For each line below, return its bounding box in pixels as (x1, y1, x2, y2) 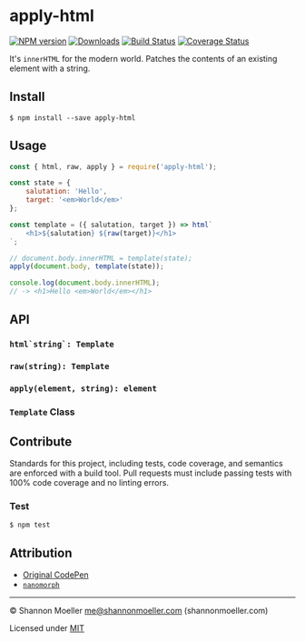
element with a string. (9, 63, 91, 74)
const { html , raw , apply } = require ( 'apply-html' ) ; (9, 162, 218, 171)
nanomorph (22, 581, 61, 590)
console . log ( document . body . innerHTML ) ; (9, 278, 161, 287)
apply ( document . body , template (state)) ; (9, 262, 165, 271)
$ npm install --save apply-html (9, 113, 136, 123)
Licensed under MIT (9, 623, 84, 634)
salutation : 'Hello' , (25, 187, 107, 196)
